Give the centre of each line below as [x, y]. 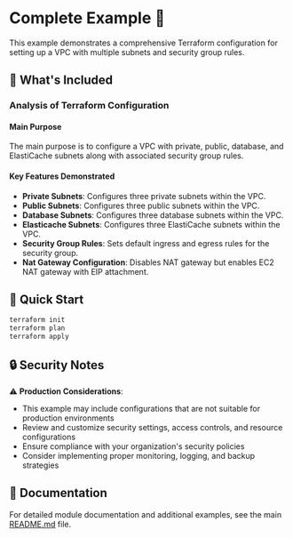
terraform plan [37, 328]
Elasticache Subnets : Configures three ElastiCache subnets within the [151, 224]
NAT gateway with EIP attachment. [85, 271]
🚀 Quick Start [47, 300]
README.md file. [40, 524]
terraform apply [39, 337]
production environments [68, 418]
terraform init [37, 320]
